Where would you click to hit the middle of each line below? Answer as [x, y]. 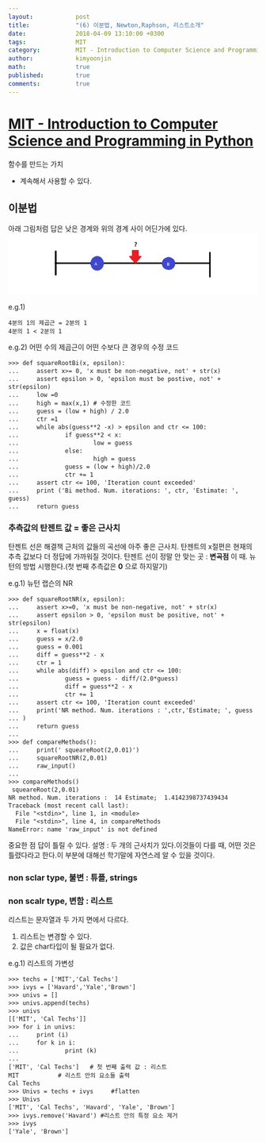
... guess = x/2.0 [46, 639]
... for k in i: [42, 1043]
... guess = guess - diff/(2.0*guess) [93, 679]
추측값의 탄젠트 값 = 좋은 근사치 [65, 528]
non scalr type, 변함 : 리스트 [61, 901]
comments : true [49, 83]
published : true [49, 75]
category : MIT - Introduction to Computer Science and [116, 50]
